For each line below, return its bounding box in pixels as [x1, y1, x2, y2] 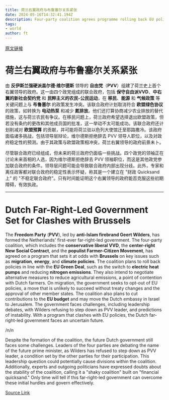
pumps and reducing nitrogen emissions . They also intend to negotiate [5, 269, 154, 275]
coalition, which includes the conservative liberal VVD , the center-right [5, 242, 155, 248]
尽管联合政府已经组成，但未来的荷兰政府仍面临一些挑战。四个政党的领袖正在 [5, 150, 164, 156]
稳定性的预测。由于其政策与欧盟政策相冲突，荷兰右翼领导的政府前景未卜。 [9, 139, 164, 145]
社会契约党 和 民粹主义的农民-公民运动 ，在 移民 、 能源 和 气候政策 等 [18, 95, 160, 101]
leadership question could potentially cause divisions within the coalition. [5, 358, 157, 364]
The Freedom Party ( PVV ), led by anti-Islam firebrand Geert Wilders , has [5, 232, 160, 238]
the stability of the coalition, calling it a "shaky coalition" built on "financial [5, 369, 159, 375]
